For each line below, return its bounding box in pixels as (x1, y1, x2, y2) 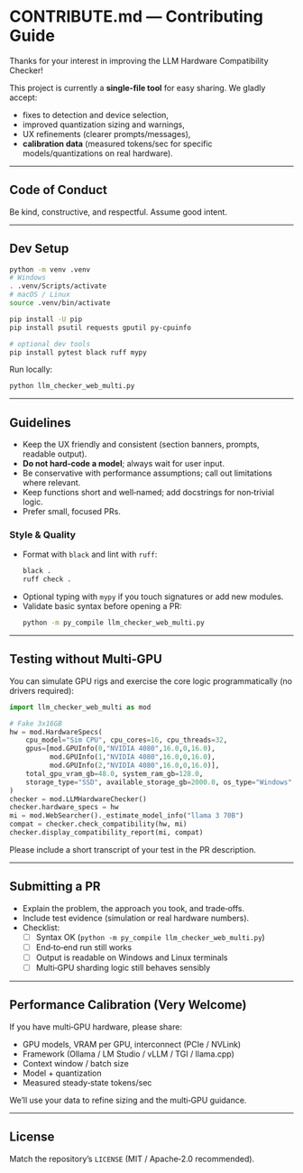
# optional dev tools (9, 339, 91, 348)
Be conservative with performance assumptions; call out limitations (22, 467, 272, 479)
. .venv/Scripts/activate (9, 282, 106, 291)
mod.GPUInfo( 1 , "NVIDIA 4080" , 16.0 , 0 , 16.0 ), (49, 753, 216, 762)
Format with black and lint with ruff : (22, 549, 158, 560)
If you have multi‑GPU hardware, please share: (9, 1021, 183, 1032)
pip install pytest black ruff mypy (9, 347, 147, 357)
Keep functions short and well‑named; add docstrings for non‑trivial (22, 487, 275, 498)
